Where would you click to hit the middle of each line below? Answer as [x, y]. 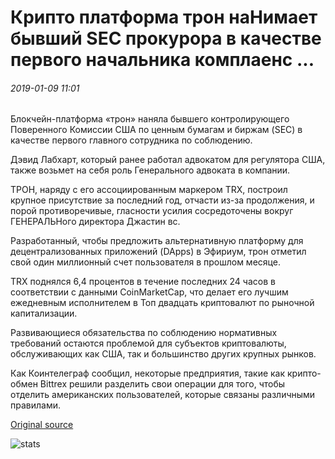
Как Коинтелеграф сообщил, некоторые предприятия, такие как [148, 373]
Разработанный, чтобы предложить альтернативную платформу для [157, 241]
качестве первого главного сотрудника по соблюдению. [131, 140]
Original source [42, 425]
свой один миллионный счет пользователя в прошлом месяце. [145, 262]
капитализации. [44, 313]
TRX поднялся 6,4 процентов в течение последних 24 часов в [143, 282]
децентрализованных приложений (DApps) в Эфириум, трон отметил [158, 252]
